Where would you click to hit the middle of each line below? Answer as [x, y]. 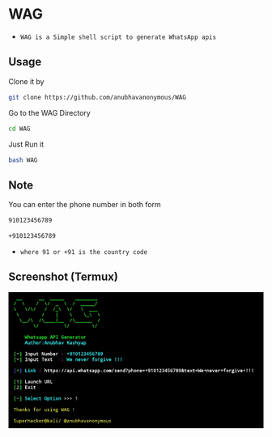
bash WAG [23, 160]
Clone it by [26, 81]
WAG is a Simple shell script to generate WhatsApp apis [118, 37]
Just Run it [26, 144]
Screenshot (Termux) [64, 277]
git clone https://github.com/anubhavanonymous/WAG [97, 97]
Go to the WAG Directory [49, 112]
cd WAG [19, 129]
